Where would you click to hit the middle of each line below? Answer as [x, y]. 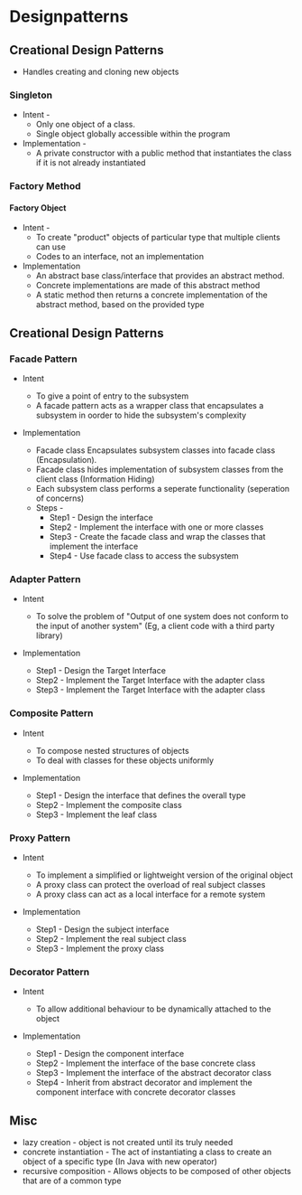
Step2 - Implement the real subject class [111, 939]
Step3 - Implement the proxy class [100, 948]
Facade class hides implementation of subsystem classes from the [160, 470]
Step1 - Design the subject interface [102, 929]
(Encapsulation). [66, 460]
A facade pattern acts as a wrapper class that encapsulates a [150, 406]
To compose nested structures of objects [112, 750]
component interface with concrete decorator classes [136, 1092]
